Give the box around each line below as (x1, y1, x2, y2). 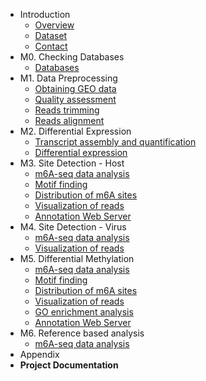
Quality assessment (34, 94, 117, 105)
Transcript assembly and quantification (34, 136, 197, 148)
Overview (34, 19, 75, 31)
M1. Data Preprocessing (19, 72, 118, 84)
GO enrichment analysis (34, 306, 134, 318)
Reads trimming (34, 104, 100, 116)
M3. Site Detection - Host (19, 157, 125, 169)
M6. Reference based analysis (19, 327, 145, 339)
